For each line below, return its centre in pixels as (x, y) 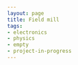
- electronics (27, 32)
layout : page (26, 13)
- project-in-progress (39, 51)
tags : (15, 26)
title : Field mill (33, 20)
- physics (21, 39)
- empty (18, 45)
